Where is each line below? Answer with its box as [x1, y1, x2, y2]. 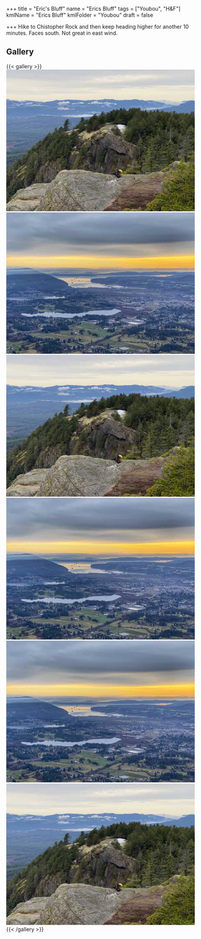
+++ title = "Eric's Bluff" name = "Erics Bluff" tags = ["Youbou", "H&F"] [6, 5, 181, 12]
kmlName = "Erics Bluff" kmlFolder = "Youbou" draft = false [6, 11, 154, 19]
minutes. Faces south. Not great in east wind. [6, 29, 118, 37]
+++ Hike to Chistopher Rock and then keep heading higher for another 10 [6, 23, 189, 30]
